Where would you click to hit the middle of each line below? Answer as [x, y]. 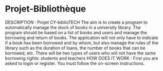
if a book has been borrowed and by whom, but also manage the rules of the [82, 43]
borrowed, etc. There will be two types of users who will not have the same [81, 53]
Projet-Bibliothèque [45, 9]
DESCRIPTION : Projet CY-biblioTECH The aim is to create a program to [76, 22]
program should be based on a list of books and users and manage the [76, 32]
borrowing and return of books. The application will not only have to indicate [81, 38]
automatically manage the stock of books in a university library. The [73, 27]
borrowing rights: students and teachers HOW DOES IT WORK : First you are [81, 58]
